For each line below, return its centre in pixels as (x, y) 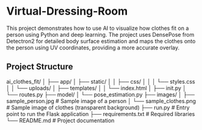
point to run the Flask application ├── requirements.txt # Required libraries (101, 114)
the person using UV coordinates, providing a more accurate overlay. (93, 48)
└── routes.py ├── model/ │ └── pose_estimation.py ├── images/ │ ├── (101, 94)
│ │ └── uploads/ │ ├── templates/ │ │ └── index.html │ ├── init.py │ (96, 88)
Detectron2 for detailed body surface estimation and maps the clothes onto (101, 41)
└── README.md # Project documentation (60, 120)
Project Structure (40, 67)
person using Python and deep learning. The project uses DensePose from (100, 34)
